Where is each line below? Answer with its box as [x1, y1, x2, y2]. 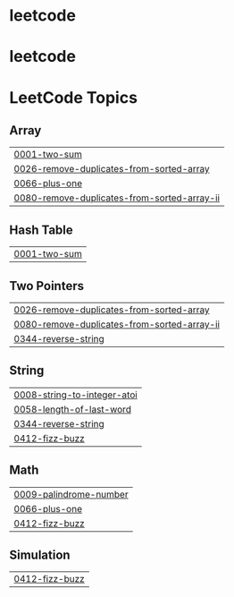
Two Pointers [9, 278, 85, 294]
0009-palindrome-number [13, 488, 129, 500]
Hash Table [9, 222, 73, 237]
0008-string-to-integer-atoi [13, 388, 138, 401]
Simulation [9, 548, 71, 563]
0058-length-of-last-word [13, 403, 132, 415]
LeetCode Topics [9, 87, 138, 107]
